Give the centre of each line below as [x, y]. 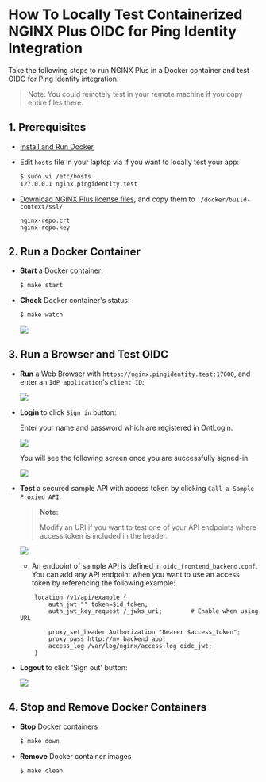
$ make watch [41, 315]
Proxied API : [40, 496]
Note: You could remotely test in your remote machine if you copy [135, 94]
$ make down [39, 741]
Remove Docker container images [75, 756]
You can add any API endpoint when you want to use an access [135, 574]
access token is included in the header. [104, 535]
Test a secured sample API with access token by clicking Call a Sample [137, 488]
